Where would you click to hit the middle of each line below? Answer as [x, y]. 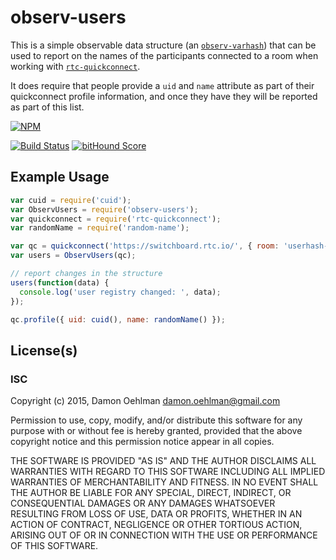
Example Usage [60, 177]
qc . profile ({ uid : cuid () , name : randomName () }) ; [118, 319]
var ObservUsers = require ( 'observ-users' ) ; [104, 209]
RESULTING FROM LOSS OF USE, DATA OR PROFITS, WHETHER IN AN [156, 514]
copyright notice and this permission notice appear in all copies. [142, 442]
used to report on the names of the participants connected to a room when [164, 55]
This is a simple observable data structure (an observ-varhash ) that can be [163, 45]
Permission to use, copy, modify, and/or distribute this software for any [156, 420]
